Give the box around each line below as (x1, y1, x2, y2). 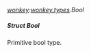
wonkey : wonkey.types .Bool (7, 6, 84, 14)
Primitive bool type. (7, 38, 62, 46)
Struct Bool (7, 21, 40, 29)
